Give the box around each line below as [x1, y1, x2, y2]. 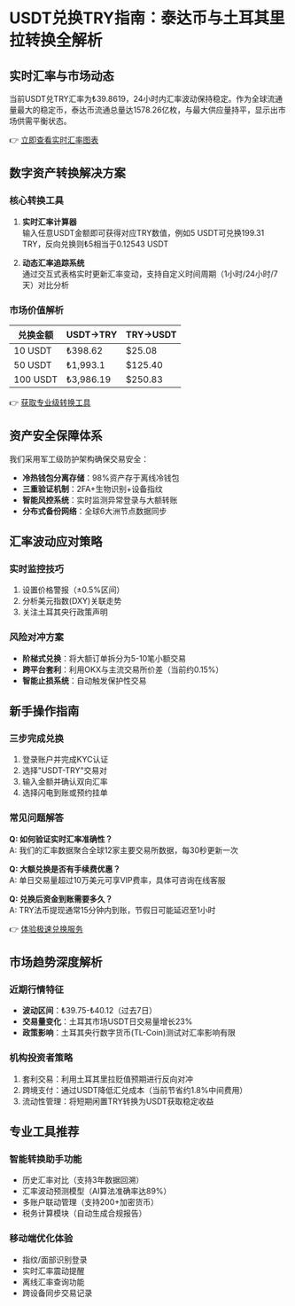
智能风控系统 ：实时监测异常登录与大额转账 [21, 494, 178, 505]
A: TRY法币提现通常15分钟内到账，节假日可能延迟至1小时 [9, 904, 216, 915]
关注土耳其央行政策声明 [21, 606, 108, 617]
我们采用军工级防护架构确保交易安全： [9, 453, 149, 464]
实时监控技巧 [9, 563, 65, 575]
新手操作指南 [9, 704, 80, 719]
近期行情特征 [9, 983, 65, 996]
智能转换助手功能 [9, 1154, 82, 1166]
